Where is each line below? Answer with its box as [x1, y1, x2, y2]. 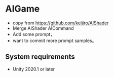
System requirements [5, 53, 75, 61]
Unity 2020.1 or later [12, 66, 55, 72]
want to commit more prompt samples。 [12, 37, 97, 44]
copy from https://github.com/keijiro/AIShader [12, 20, 109, 26]
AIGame [5, 3, 40, 15]
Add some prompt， [12, 31, 55, 37]
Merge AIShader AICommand [12, 25, 74, 31]
